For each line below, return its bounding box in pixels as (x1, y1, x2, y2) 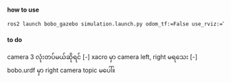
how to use (7, 5, 40, 14)
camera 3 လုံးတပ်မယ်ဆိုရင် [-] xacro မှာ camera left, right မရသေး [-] (7, 53, 198, 61)
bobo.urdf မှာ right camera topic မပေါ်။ (7, 66, 115, 75)
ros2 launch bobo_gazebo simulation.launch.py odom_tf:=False (7, 21, 189, 27)
